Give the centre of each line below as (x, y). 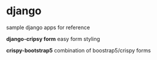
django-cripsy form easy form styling (53, 39)
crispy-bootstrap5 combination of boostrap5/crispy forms (78, 50)
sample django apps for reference (48, 27)
